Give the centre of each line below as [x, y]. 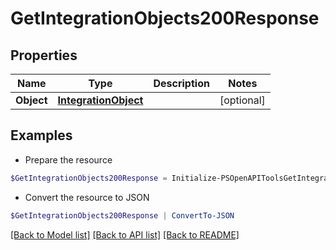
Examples [41, 135]
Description [181, 83]
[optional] [242, 100]
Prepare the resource [68, 159]
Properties [44, 55]
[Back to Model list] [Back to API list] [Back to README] [125, 234]
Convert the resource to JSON [87, 197]
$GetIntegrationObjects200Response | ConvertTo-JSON [122, 215]
